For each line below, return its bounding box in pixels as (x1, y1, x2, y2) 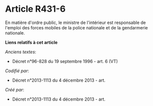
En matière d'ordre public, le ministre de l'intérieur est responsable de (5, 20, 146, 25)
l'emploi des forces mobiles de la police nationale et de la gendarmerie (5, 24, 148, 30)
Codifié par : (5, 67, 29, 74)
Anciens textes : (5, 49, 37, 55)
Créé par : (5, 86, 25, 92)
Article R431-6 (5, 3, 66, 15)
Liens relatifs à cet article (5, 39, 58, 45)
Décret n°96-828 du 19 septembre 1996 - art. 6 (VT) (12, 58, 118, 64)
